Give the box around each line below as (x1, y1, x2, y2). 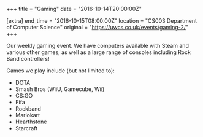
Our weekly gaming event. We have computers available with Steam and (6, 42, 189, 49)
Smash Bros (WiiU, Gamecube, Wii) (15, 85, 105, 93)
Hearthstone (15, 118, 47, 125)
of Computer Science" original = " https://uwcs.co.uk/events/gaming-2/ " (6, 24, 189, 31)
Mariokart (15, 112, 40, 119)
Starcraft (15, 125, 38, 131)
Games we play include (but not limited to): (6, 67, 115, 74)
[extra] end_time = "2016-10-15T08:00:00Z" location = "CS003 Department (6, 17, 197, 24)
